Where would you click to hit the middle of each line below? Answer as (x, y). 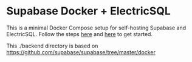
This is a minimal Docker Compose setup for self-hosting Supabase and (96, 28)
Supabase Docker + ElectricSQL (89, 11)
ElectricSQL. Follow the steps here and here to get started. (80, 34)
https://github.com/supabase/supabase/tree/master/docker (81, 52)
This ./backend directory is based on (52, 46)
